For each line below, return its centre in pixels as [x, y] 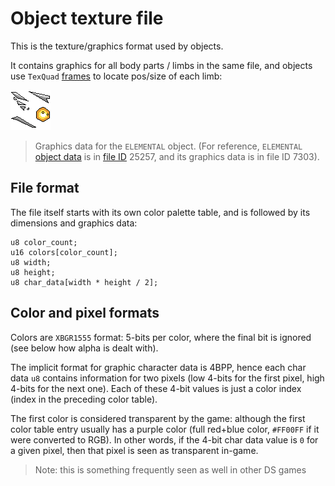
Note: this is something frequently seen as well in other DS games [170, 469]
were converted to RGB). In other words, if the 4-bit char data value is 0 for [164, 439]
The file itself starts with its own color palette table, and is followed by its [160, 212]
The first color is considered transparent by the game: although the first [158, 418]
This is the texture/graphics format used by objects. [117, 46]
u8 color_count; [44, 242]
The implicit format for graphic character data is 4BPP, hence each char [158, 367]
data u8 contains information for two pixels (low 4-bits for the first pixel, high [167, 378]
